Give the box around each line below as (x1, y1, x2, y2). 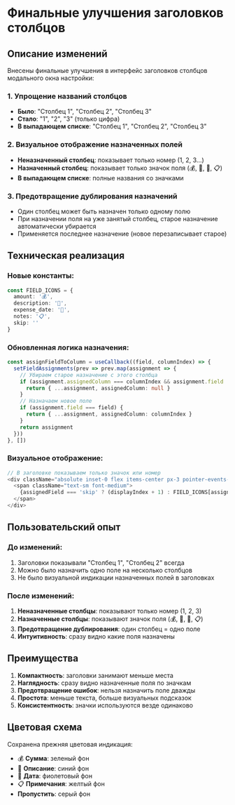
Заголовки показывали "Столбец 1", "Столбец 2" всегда (17, 558, 185, 566)
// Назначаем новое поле (20, 398, 92, 405)
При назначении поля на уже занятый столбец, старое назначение (17, 214, 218, 222)
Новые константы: (7, 271, 75, 281)
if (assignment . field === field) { (20, 404, 124, 411)
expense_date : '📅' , (13, 307, 71, 314)
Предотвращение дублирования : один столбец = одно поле (17, 625, 201, 633)
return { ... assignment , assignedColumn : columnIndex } (25, 411, 192, 418)
